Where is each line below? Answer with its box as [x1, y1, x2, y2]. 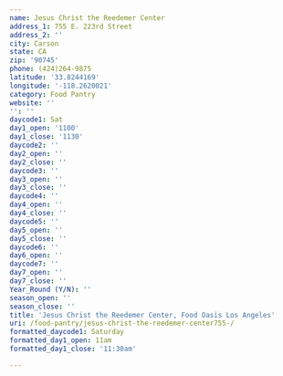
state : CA [9, 47, 47, 57]
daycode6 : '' [9, 243, 59, 252]
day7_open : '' [9, 268, 64, 277]
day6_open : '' [9, 251, 64, 260]
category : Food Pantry [9, 89, 96, 99]
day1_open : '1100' [9, 124, 79, 133]
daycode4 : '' [9, 192, 59, 201]
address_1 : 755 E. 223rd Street [9, 22, 132, 31]
